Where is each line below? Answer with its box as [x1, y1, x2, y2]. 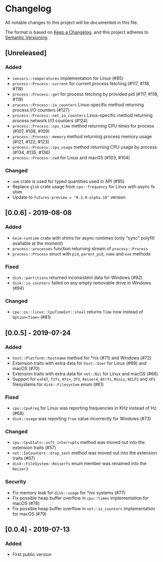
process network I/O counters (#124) [12, 118, 88, 124]
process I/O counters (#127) [12, 107, 70, 113]
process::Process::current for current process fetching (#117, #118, [12, 80, 150, 86]
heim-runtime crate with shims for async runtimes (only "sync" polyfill [12, 235, 155, 241]
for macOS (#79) [12, 511, 47, 517]
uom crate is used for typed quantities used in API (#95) [12, 178, 125, 184]
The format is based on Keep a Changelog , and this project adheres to [5, 29, 149, 35]
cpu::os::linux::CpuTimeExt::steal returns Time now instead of [12, 309, 144, 315]
